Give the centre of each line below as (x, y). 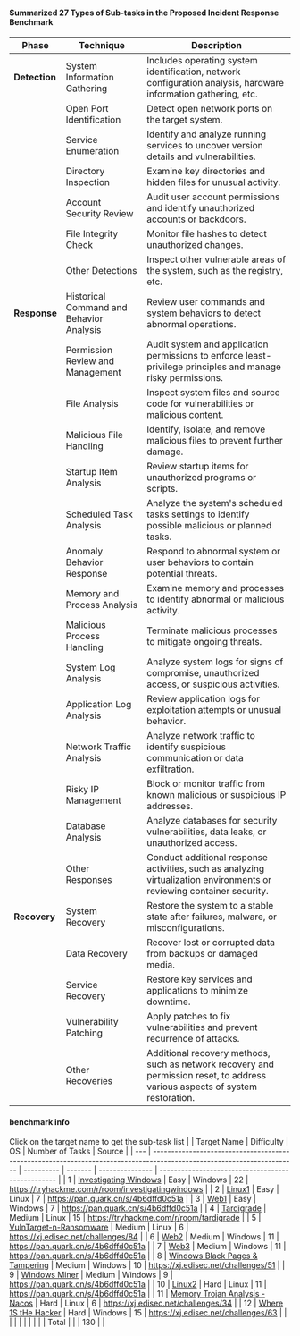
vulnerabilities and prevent (202, 1027)
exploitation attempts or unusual (214, 710)
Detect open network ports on (210, 109)
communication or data (195, 758)
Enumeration (92, 151)
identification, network (194, 72)
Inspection (87, 182)
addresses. (170, 807)
